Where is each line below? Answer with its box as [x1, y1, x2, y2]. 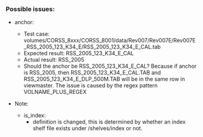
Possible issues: [5, 5, 55, 13]
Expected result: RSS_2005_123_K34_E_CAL [23, 50, 134, 57]
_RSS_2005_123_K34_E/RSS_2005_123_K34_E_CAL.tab [23, 43, 161, 50]
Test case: [23, 30, 50, 38]
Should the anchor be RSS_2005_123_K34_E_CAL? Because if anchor [23, 62, 197, 70]
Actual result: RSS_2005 [23, 56, 84, 64]
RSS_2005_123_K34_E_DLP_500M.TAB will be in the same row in [23, 75, 185, 83]
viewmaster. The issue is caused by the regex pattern [23, 82, 158, 89]
